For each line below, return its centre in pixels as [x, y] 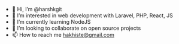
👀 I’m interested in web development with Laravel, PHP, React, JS [92, 15]
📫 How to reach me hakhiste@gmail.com [63, 35]
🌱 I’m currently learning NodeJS [51, 22]
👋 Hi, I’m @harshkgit [37, 9]
